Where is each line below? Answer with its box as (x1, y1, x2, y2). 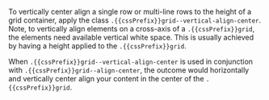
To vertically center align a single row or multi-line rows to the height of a (8, 7, 252, 16)
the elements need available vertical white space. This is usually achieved (8, 32, 254, 42)
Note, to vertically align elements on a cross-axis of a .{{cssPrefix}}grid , (8, 24, 255, 33)
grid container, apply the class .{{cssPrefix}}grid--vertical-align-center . (8, 15, 262, 25)
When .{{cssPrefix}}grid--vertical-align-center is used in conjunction (8, 56, 253, 66)
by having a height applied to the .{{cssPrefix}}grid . (8, 41, 187, 51)
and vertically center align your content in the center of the (8, 74, 204, 83)
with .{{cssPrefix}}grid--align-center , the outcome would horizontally (8, 65, 250, 75)
